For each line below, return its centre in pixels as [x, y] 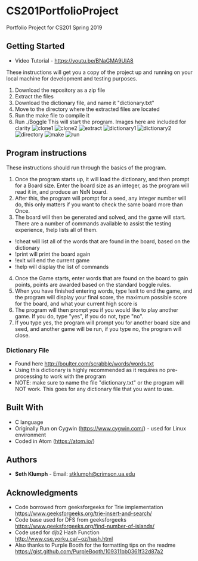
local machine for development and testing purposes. [72, 78]
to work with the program [75, 376]
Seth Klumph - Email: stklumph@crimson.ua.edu [75, 474]
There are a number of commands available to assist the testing [93, 223]
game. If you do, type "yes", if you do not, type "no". [79, 316]
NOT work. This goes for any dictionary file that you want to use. [94, 389]
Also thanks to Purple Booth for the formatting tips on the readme [95, 545]
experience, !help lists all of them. [56, 230]
